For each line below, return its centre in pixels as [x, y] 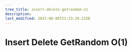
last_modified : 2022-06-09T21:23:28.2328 [48, 18]
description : [18, 14]
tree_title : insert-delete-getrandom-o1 [47, 9]
